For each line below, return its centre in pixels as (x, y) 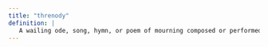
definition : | (32, 23)
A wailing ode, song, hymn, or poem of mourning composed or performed (140, 30)
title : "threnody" (39, 16)
